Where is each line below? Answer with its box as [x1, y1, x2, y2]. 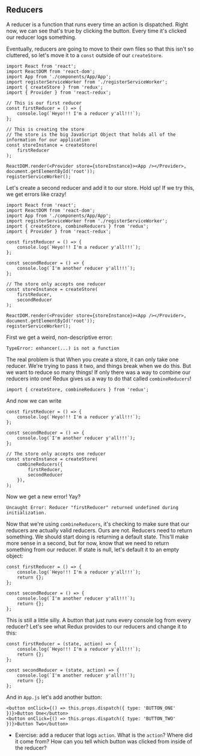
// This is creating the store [6, 126, 85, 132]
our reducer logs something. [6, 33, 77, 41]
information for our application [6, 136, 90, 143]
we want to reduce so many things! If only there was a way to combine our [6, 368, 191, 376]
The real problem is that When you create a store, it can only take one [6, 356, 179, 363]
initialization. [6, 510, 47, 516]
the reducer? [14, 744, 47, 751]
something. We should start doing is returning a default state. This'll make [6, 533, 189, 540]
